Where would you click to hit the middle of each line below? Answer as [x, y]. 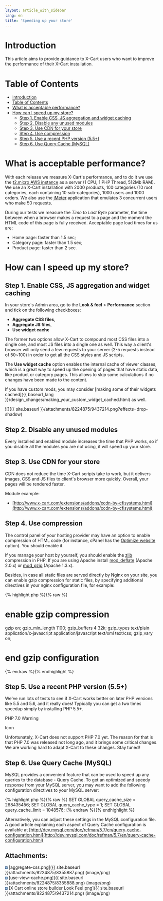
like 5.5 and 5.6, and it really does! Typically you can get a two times [73, 704]
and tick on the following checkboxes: [43, 310]
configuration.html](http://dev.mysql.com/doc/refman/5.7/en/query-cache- [80, 835]
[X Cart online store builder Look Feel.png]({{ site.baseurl [66, 888]
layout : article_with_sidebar [36, 10]
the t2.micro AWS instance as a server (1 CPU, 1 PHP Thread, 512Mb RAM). [80, 182]
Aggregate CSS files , [34, 320]
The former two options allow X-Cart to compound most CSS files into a [77, 340]
